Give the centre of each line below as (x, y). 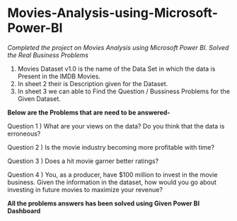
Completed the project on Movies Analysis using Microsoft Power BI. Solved (118, 47)
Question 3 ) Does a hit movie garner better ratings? (83, 161)
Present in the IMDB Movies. (59, 76)
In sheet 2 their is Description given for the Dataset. (93, 83)
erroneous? (24, 133)
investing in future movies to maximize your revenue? (85, 189)
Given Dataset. (39, 98)
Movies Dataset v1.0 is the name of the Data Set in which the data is (116, 68)
